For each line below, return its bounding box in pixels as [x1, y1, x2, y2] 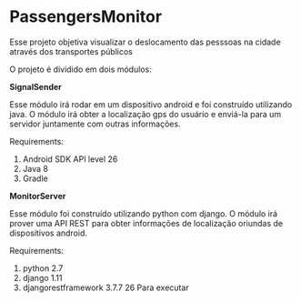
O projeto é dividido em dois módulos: [9, 64, 152, 75]
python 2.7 [22, 262, 64, 274]
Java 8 [22, 163, 48, 174]
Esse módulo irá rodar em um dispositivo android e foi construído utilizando [9, 98, 293, 110]
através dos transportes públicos [9, 45, 134, 56]
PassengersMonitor [9, 6, 162, 27]
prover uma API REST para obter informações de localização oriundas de [9, 217, 284, 228]
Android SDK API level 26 [22, 153, 118, 165]
